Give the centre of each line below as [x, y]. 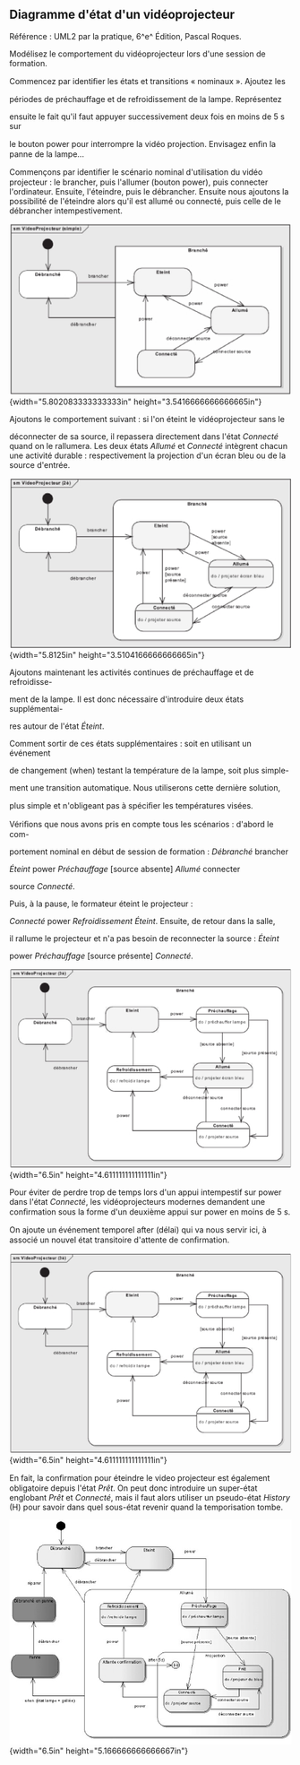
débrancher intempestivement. [66, 211]
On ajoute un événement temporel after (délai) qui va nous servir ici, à [138, 1230]
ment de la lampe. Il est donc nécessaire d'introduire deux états [127, 699]
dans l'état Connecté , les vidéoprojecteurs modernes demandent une [137, 1202]
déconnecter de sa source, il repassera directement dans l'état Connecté [144, 437]
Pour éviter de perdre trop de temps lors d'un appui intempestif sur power [146, 1192]
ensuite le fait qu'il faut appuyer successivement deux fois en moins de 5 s [147, 117]
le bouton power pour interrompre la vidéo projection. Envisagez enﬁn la [142, 143]
